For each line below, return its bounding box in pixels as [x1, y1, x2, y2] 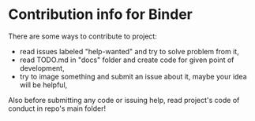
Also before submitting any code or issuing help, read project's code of [8, 95, 240, 104]
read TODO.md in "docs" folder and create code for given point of [19, 55, 234, 64]
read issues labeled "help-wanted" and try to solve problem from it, [19, 46, 239, 56]
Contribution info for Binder [8, 5, 193, 24]
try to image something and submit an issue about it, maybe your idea [19, 71, 247, 81]
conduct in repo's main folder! [8, 104, 107, 113]
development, [19, 63, 65, 72]
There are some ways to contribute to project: [8, 31, 158, 41]
